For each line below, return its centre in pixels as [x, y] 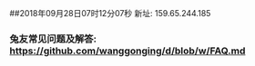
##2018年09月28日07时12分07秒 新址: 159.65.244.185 [110, 13]
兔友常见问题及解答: [53, 39]
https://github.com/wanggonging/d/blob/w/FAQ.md [127, 51]
